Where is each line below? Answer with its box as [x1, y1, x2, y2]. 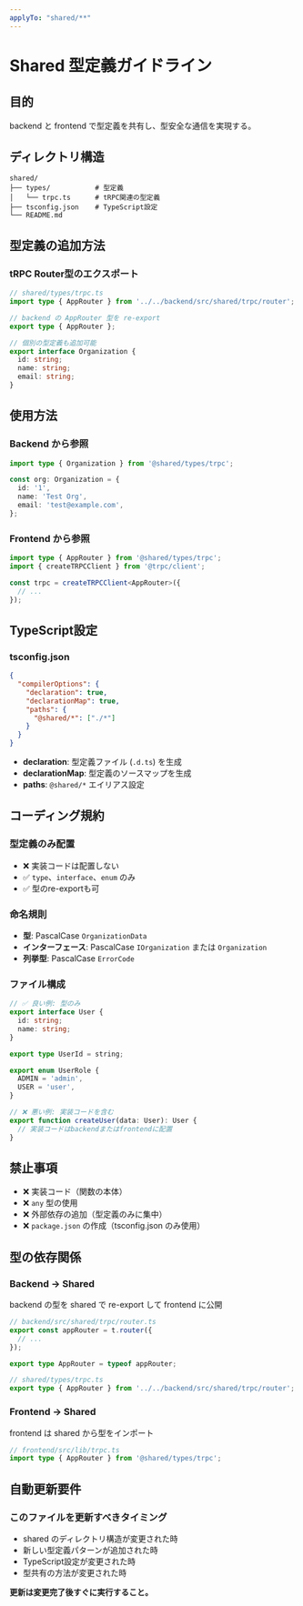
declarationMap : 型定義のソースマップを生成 [22, 768, 192, 778]
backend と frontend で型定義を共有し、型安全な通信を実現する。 [9, 120, 257, 131]
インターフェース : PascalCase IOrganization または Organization [22, 942, 268, 953]
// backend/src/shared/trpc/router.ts [9, 1318, 157, 1327]
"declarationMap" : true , [25, 697, 120, 706]
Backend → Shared [9, 1277, 96, 1290]
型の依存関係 [9, 1250, 82, 1265]
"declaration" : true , [25, 688, 107, 697]
